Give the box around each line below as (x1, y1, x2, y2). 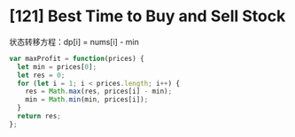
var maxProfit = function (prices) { (9, 54, 144, 63)
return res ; (17, 112, 62, 121)
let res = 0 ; (17, 71, 66, 80)
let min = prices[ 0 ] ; (17, 62, 97, 72)
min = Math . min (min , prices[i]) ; (25, 95, 149, 104)
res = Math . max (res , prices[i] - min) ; (25, 87, 173, 96)
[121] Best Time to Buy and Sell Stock (9, 6, 286, 27)
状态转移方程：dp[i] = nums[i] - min (9, 36, 139, 47)
